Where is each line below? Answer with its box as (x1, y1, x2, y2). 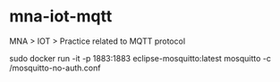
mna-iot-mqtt (9, 6, 113, 27)
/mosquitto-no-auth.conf (9, 62, 101, 73)
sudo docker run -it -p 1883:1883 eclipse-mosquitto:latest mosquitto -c (9, 53, 271, 63)
